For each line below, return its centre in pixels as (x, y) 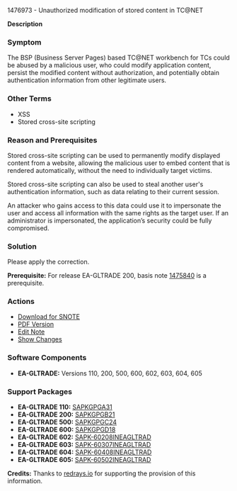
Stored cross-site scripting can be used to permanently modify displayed (114, 155)
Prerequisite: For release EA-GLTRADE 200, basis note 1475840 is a (107, 276)
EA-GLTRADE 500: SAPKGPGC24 (67, 422)
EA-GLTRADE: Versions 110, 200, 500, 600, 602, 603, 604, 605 (110, 373)
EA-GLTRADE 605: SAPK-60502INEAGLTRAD (84, 460)
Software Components (47, 358)
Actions (21, 302)
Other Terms (29, 98)
